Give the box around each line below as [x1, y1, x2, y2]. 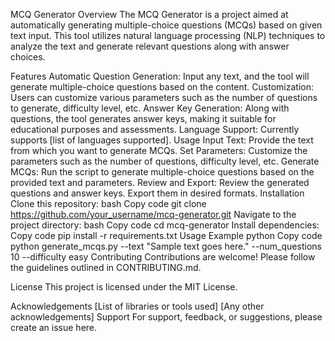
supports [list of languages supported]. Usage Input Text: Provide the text [10, 134, 314, 146]
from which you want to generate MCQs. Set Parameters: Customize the [10, 145, 308, 156]
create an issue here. [10, 322, 98, 333]
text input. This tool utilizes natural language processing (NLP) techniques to [10, 30, 326, 41]
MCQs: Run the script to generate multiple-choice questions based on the [10, 166, 315, 178]
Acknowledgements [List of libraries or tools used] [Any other [10, 300, 265, 312]
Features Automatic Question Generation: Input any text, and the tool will [10, 70, 310, 82]
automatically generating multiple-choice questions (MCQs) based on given [10, 19, 323, 31]
